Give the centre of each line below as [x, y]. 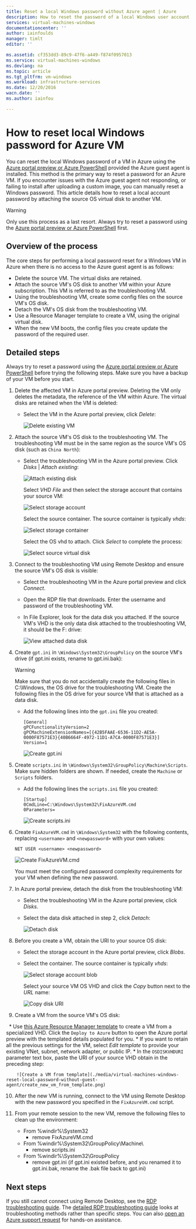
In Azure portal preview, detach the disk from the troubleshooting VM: [99, 889]
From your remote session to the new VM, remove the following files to [100, 1113]
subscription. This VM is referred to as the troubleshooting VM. [90, 291]
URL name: [37, 992]
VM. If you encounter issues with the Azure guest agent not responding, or [96, 180]
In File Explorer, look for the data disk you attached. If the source [101, 617]
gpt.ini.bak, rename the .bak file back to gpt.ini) [89, 1169]
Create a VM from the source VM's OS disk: [67, 1015]
